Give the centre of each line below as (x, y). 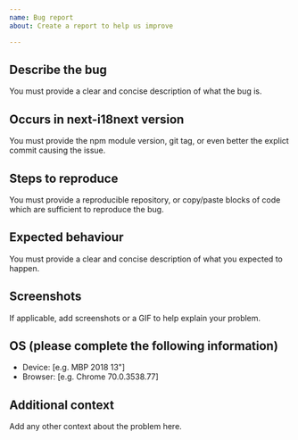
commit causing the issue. (58, 150)
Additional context (62, 405)
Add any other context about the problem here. (96, 427)
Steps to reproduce (64, 178)
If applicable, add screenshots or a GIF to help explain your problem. (135, 318)
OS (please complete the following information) (144, 346)
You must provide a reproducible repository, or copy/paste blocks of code (145, 199)
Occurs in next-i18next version (97, 119)
